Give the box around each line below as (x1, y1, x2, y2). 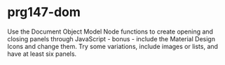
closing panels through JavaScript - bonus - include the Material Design (7, 34, 216, 43)
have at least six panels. (7, 50, 77, 58)
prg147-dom (7, 4, 81, 20)
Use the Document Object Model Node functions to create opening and (7, 27, 214, 36)
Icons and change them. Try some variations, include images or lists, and (7, 42, 219, 50)
